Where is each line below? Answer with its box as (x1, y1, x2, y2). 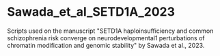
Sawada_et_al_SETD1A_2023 (7, 4, 176, 20)
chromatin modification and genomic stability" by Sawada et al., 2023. (7, 41, 205, 49)
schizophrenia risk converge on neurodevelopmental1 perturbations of (7, 33, 205, 42)
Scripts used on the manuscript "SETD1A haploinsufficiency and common (7, 27, 214, 35)
